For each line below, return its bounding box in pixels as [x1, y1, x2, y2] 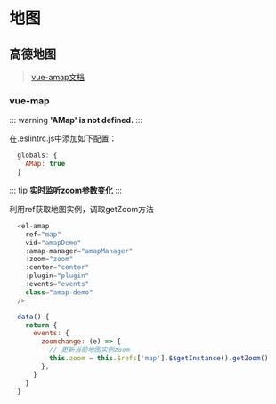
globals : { [17, 151, 58, 161]
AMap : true [25, 160, 66, 169]
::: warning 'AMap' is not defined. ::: [9, 115, 143, 126]
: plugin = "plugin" [25, 271, 90, 281]
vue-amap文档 [30, 72, 85, 82]
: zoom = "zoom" [25, 255, 74, 264]
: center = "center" [25, 263, 90, 272]
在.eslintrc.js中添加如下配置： [9, 133, 118, 144]
